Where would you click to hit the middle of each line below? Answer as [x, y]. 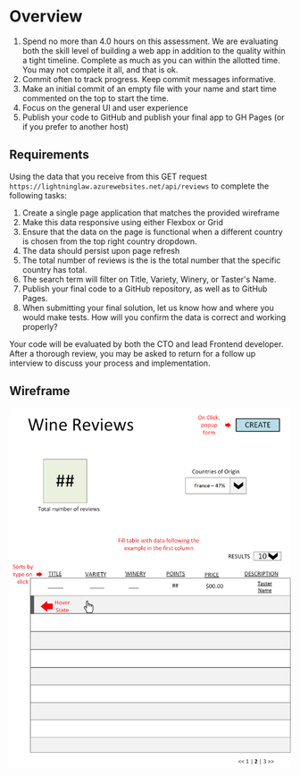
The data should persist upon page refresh [101, 250]
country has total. [54, 269]
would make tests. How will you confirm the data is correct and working [154, 317]
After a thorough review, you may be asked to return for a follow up [133, 353]
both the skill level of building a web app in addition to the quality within [154, 50]
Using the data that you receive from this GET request [108, 176]
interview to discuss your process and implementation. [110, 363]
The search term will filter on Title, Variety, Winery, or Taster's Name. [149, 279]
